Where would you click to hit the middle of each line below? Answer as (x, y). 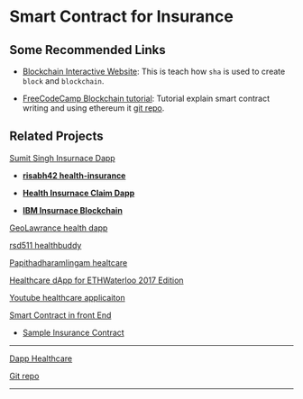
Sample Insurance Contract (73, 332)
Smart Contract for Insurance (122, 17)
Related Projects (56, 136)
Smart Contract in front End (60, 315)
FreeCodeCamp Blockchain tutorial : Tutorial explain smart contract (146, 98)
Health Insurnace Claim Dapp (78, 193)
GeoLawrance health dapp (59, 228)
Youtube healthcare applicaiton (67, 297)
